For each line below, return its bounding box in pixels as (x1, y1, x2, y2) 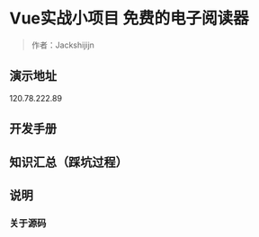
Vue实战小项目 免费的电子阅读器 (9, 8, 249, 29)
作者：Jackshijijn (31, 39, 94, 50)
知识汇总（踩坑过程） (9, 154, 128, 170)
